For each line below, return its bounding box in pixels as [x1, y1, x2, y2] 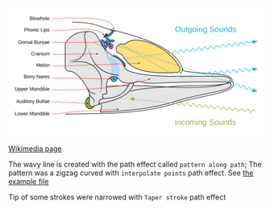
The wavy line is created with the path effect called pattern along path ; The [8, 159, 262, 169]
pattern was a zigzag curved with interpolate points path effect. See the [8, 168, 254, 178]
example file [8, 176, 49, 186]
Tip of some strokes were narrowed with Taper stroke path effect [8, 192, 226, 202]
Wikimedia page [8, 144, 62, 153]
